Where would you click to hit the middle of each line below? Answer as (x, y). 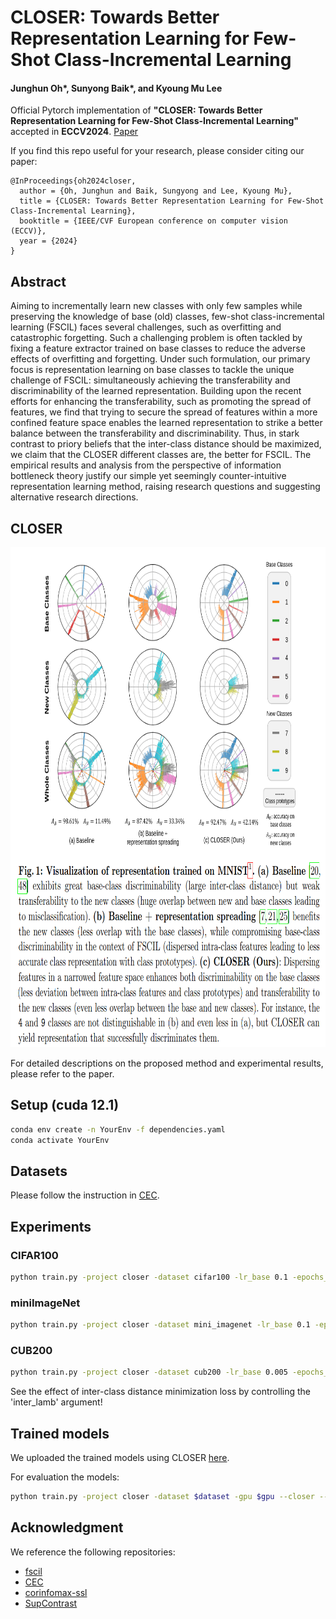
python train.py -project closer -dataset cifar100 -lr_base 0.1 (149, 1277)
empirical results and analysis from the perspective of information (146, 465)
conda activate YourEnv (60, 1140)
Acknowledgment (67, 1527)
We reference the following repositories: (93, 1552)
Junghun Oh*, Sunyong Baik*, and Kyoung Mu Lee (116, 88)
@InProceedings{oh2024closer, (73, 181)
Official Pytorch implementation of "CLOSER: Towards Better (136, 110)
